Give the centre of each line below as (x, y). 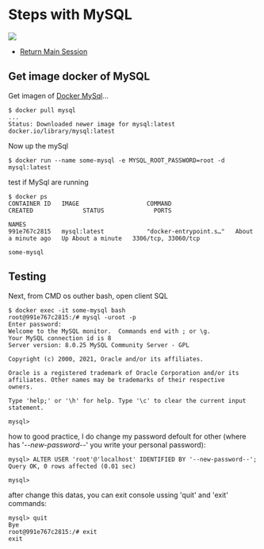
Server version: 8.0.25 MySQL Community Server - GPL (99, 345)
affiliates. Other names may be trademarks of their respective (117, 380)
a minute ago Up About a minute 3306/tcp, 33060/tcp (104, 238)
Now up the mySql (38, 145)
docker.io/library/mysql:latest (61, 131)
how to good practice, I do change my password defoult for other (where (127, 436)
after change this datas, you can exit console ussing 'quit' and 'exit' (118, 495)
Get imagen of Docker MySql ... (58, 95)
